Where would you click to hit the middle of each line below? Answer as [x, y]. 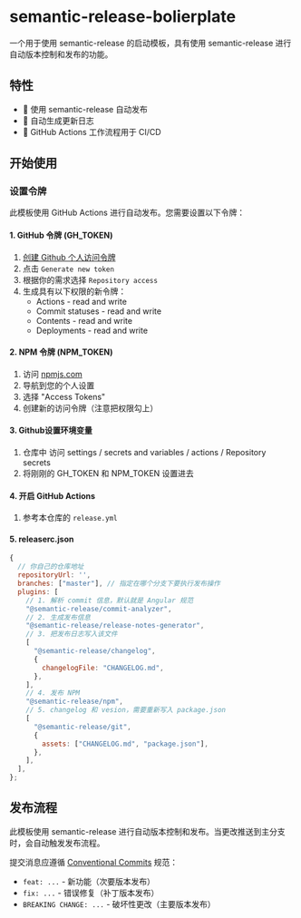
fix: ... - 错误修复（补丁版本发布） [91, 893]
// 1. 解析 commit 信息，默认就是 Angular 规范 [110, 601]
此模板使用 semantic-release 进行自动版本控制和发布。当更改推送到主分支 [147, 831]
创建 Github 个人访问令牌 [69, 257]
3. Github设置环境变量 [51, 430]
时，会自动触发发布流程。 [57, 843]
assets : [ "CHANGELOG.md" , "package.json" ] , [125, 744]
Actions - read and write [81, 301]
